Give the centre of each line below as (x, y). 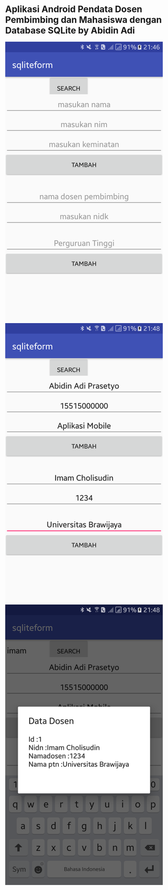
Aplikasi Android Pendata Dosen (74, 9)
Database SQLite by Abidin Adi (70, 31)
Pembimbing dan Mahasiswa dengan (83, 20)
